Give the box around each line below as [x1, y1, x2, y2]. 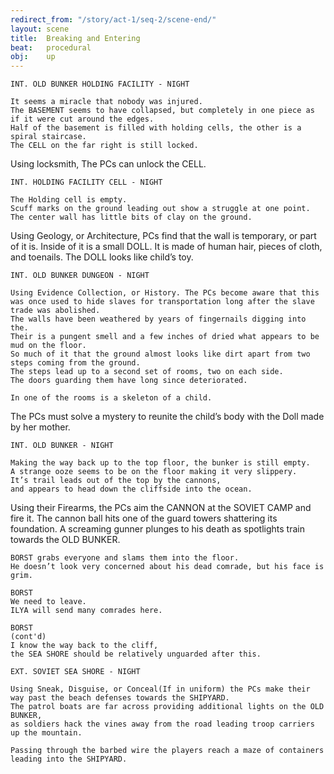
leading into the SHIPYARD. [10, 754, 128, 765]
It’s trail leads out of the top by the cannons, [10, 476, 222, 486]
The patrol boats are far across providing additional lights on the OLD [10, 702, 325, 712]
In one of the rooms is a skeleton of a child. [10, 393, 213, 403]
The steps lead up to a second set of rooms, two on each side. [10, 367, 284, 377]
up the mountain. [10, 728, 83, 738]
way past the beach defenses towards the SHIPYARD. [10, 693, 230, 703]
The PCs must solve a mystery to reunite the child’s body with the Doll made [10, 411, 325, 423]
